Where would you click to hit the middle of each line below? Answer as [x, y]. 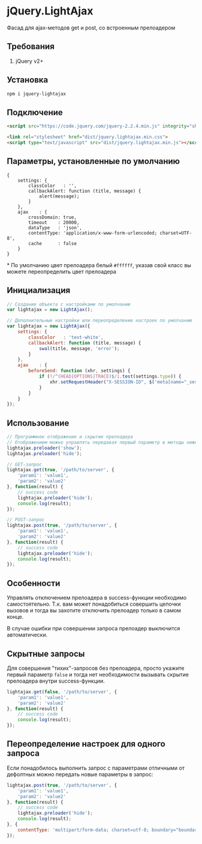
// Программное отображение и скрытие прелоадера [70, 437]
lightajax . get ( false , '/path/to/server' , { [62, 692]
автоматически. [27, 635]
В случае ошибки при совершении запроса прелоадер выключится [94, 628]
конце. [15, 617]
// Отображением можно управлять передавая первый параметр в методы [96, 442]
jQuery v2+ [29, 61]
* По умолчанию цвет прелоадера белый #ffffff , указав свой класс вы [99, 265]
